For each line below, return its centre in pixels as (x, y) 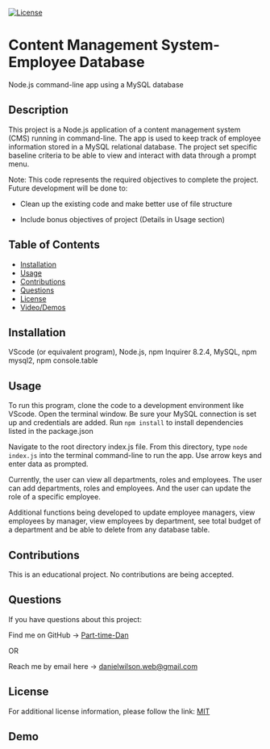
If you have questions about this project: (75, 619)
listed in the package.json (51, 431)
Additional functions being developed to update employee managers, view (132, 512)
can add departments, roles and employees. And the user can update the (130, 488)
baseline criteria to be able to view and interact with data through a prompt (132, 155)
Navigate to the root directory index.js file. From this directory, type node (128, 447)
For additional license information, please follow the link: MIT (109, 711)
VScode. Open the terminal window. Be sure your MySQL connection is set (132, 414)
